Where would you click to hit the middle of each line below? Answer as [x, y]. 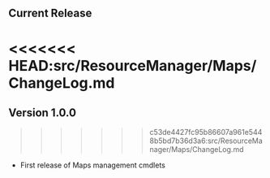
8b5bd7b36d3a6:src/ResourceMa [206, 141]
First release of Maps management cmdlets [93, 165]
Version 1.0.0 [43, 113]
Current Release [50, 13]
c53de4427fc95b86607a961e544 [206, 132]
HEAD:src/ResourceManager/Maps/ [133, 65]
